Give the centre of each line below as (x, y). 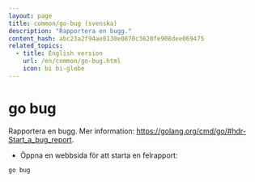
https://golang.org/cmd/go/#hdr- (191, 131)
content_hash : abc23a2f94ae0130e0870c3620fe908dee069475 (106, 38)
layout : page (30, 16)
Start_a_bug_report (40, 139)
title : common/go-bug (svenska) (63, 23)
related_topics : (36, 46)
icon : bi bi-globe (54, 69)
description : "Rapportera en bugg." (70, 31)
